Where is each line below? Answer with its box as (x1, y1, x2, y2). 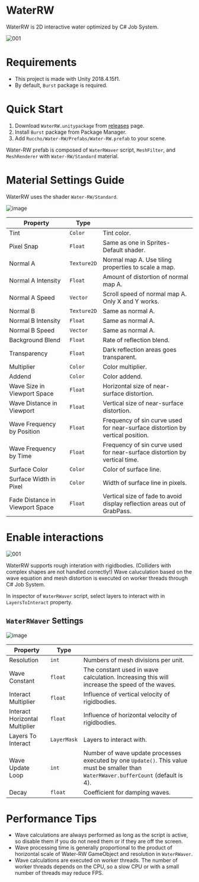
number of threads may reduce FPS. (14, 870, 104, 877)
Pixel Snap (9, 242, 38, 250)
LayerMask (50, 736, 78, 743)
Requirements (6, 56, 77, 69)
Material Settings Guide (6, 174, 125, 187)
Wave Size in (9, 382, 45, 390)
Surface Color (9, 465, 49, 473)
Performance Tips (6, 812, 97, 825)
